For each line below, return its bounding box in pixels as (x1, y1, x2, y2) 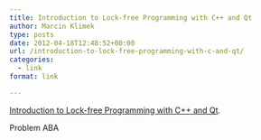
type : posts (9, 30, 54, 39)
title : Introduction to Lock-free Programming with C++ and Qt (9, 13, 253, 23)
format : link (9, 72, 59, 81)
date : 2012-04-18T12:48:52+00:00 (9, 38, 135, 48)
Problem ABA (9, 122, 60, 133)
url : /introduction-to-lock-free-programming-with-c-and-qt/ (9, 47, 245, 56)
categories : (9, 55, 54, 64)
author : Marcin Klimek (9, 22, 95, 31)
